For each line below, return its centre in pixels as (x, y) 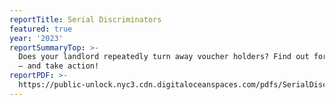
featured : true (41, 29)
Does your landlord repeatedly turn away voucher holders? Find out (164, 57)
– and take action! (59, 66)
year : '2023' (36, 38)
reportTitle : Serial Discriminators (85, 19)
